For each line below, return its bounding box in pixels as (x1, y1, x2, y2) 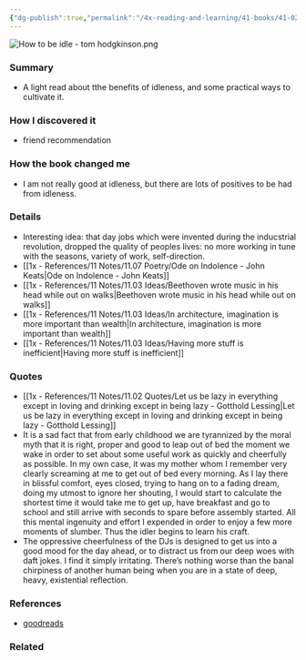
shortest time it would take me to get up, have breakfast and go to (22, 497, 270, 508)
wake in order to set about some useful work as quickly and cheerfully (22, 449, 287, 460)
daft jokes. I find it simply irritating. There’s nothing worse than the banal (22, 555, 294, 566)
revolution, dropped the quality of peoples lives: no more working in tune (22, 240, 296, 251)
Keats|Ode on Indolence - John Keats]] (22, 269, 170, 280)
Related (9, 641, 45, 654)
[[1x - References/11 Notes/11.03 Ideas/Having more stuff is (22, 338, 244, 349)
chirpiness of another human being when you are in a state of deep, (22, 565, 278, 576)
